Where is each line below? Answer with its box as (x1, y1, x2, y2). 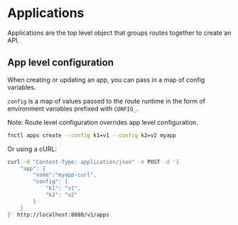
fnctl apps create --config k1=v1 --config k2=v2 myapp (7, 131, 176, 139)
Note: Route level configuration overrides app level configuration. (7, 118, 199, 126)
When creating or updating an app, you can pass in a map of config (7, 75, 205, 84)
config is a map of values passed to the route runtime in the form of (7, 97, 206, 105)
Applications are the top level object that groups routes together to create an (7, 28, 232, 37)
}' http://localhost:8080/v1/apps (7, 211, 110, 218)
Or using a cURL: (7, 144, 57, 153)
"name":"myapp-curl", (33, 172, 97, 179)
